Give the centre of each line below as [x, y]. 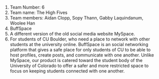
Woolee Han [22, 23]
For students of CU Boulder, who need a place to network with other [80, 39]
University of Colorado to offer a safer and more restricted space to [79, 65]
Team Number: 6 [27, 7]
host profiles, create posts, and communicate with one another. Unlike [82, 55]
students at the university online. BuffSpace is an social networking [79, 44]
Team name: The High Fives [39, 12]
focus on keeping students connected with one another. [67, 71]
